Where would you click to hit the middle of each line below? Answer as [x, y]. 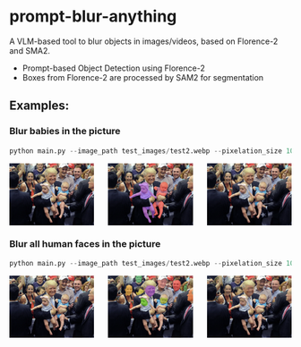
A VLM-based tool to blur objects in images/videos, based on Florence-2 [144, 41]
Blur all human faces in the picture [85, 243]
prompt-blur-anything [93, 17]
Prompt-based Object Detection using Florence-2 [114, 68]
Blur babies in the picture [65, 131]
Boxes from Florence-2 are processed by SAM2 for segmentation [143, 77]
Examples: [39, 106]
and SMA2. [30, 50]
